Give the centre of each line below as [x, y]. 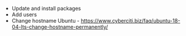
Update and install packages [46, 8]
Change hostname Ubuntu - [46, 21]
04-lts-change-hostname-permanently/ [60, 27]
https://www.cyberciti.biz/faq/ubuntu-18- [130, 21]
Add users [24, 15]
